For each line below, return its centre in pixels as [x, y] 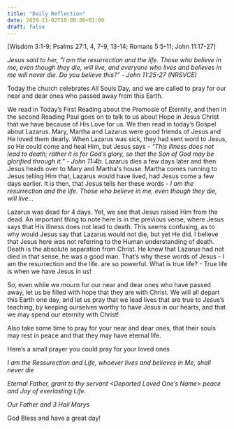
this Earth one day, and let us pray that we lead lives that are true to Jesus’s [116, 300]
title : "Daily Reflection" [46, 14]
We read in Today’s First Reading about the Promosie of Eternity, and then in [117, 110]
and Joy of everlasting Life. [47, 391]
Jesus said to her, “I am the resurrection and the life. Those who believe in [115, 60]
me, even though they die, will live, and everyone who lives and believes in [115, 68]
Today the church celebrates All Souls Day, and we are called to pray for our [117, 89]
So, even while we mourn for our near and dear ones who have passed [109, 285]
